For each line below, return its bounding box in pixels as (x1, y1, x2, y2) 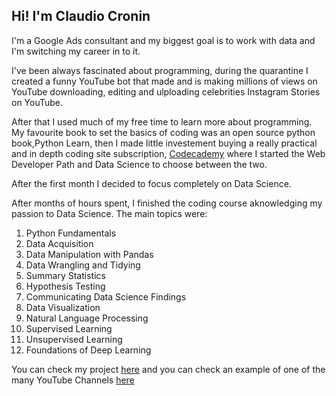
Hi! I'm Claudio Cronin (11, 8, 151, 25)
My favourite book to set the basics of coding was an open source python (11, 126, 316, 138)
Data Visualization (25, 301, 101, 313)
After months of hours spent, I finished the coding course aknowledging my (11, 197, 323, 209)
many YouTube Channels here (11, 374, 135, 386)
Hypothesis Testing (25, 280, 106, 292)
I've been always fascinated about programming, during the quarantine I (11, 64, 309, 76)
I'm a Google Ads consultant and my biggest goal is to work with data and (11, 34, 316, 46)
